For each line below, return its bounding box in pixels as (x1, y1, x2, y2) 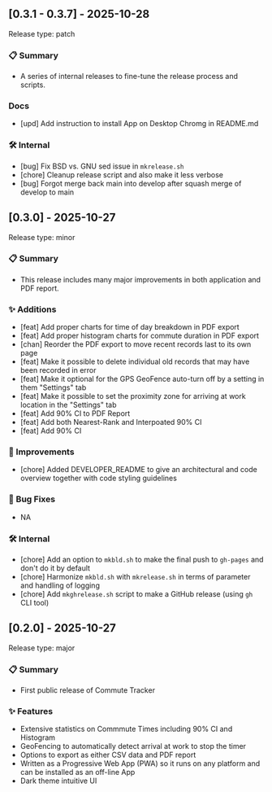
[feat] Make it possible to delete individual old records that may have (19, 357, 250, 366)
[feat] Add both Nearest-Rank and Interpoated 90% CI (19, 418, 202, 427)
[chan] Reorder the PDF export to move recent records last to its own (19, 339, 252, 349)
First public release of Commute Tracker (19, 685, 156, 695)
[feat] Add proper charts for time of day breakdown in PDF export (19, 322, 240, 332)
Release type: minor (8, 232, 76, 242)
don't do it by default (19, 563, 91, 573)
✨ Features (8, 706, 54, 717)
